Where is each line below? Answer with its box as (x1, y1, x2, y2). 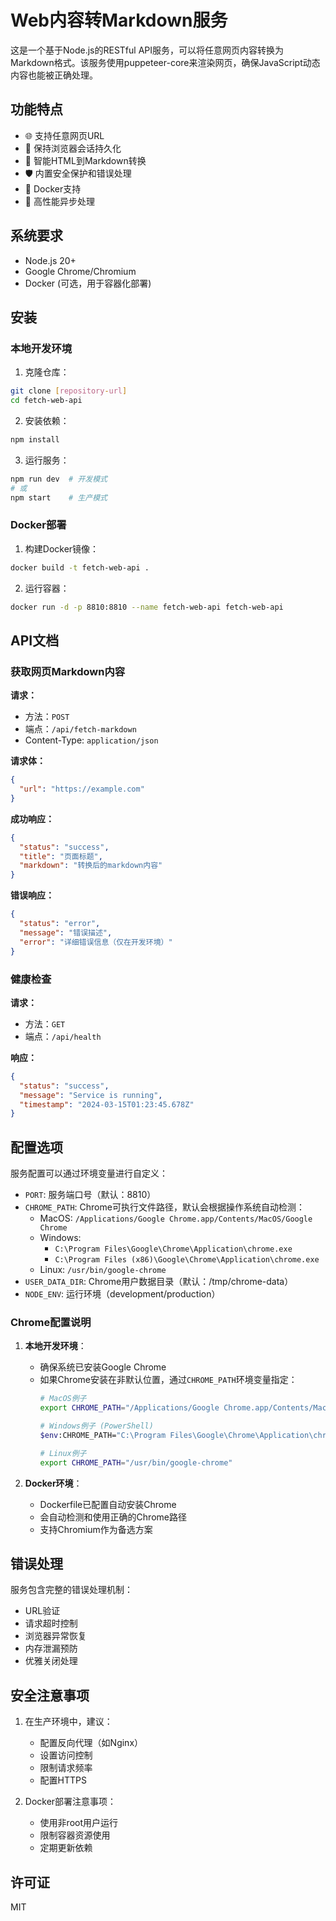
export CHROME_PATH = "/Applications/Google (39, 1403, 220, 1413)
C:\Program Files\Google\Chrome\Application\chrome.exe (54, 1244, 293, 1255)
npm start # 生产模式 (10, 492, 108, 503)
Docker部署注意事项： (24, 1796, 117, 1808)
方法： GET (24, 1017, 66, 1030)
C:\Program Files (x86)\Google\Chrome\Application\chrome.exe (54, 1255, 320, 1265)
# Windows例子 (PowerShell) (39, 1421, 154, 1431)
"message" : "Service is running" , (19, 1090, 163, 1100)
